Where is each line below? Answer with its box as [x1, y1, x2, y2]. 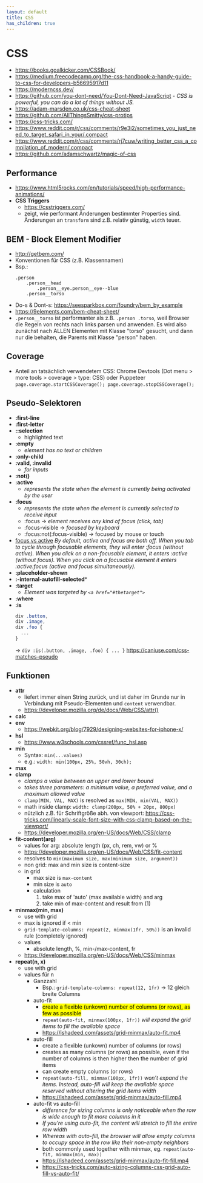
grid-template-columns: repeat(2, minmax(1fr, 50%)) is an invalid [24, 925, 191, 933]
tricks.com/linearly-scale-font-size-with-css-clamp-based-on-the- [24, 815, 192, 823]
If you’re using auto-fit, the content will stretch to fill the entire [42, 1119, 198, 1126]
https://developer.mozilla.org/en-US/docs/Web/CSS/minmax [24, 952, 176, 959]
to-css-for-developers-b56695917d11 [15, 80, 109, 87]
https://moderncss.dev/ [15, 86, 74, 93]
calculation [33, 886, 61, 894]
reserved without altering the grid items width [42, 1087, 156, 1094]
